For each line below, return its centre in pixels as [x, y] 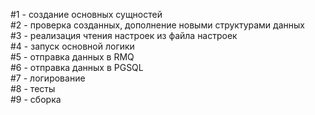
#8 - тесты [33, 88]
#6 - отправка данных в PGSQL [77, 67]
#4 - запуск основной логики [72, 46]
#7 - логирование [48, 78]
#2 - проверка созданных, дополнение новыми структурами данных [157, 25]
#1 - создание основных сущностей [86, 14]
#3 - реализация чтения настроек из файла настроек [124, 35]
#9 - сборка [36, 99]
